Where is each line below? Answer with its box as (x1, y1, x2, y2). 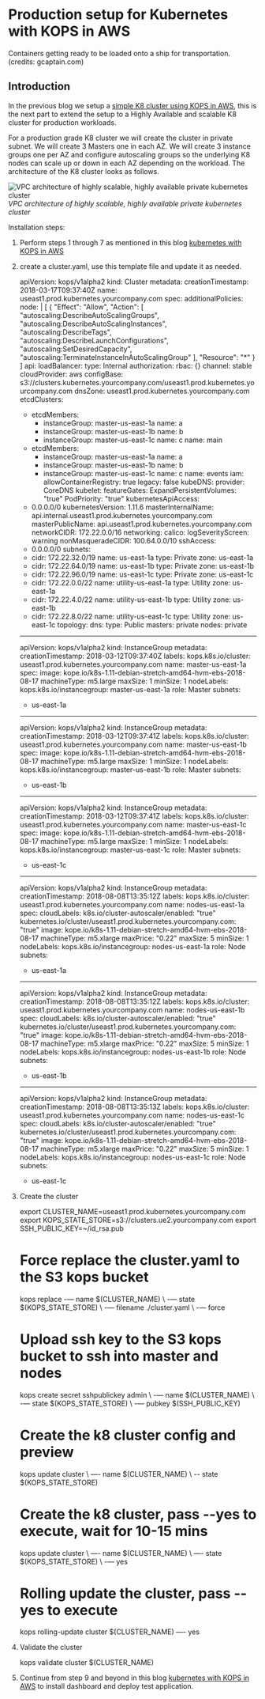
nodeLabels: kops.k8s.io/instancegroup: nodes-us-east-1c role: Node (19, 1152, 246, 1162)
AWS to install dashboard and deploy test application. (19, 1682, 194, 1691)
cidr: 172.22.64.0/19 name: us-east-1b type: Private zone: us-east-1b (31, 561, 255, 570)
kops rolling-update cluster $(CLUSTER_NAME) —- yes (19, 1627, 200, 1637)
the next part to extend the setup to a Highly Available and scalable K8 (8, 109, 237, 119)
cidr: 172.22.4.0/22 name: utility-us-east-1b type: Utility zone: (31, 595, 231, 604)
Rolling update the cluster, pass (19, 1584, 231, 1603)
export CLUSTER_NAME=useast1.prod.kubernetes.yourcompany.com (19, 1206, 246, 1216)
